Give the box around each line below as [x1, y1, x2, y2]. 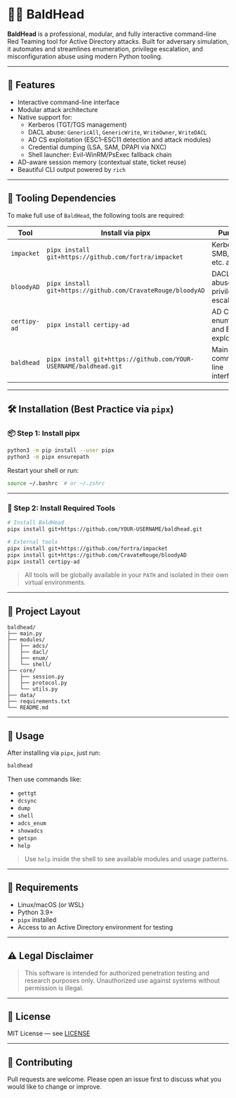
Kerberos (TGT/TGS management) [27, 120, 128, 129]
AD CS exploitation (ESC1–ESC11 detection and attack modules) [27, 135, 211, 144]
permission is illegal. [24, 983, 84, 992]
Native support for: [17, 113, 72, 121]
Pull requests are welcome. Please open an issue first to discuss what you [7, 1075, 222, 1084]
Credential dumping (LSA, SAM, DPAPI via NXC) [27, 142, 167, 151]
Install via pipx [100, 228, 151, 238]
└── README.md [7, 704, 49, 711]
